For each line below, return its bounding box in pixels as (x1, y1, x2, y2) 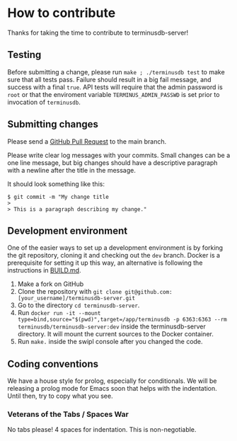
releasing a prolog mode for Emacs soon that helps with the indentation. (7, 384, 217, 393)
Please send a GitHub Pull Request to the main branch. (7, 137, 167, 146)
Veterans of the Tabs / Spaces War (7, 409, 129, 419)
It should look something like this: (7, 179, 105, 188)
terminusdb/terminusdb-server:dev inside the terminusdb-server (17, 322, 207, 331)
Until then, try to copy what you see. (7, 391, 113, 401)
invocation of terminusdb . (7, 98, 81, 106)
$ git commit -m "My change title (7, 193, 110, 200)
